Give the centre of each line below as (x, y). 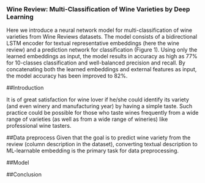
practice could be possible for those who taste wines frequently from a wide (102, 113)
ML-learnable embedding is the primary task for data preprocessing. (93, 151)
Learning (20, 17)
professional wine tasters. (39, 126)
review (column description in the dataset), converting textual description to (102, 144)
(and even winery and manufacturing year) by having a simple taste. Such (99, 106)
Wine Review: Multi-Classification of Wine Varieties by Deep (98, 9)
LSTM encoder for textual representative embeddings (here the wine (93, 43)
